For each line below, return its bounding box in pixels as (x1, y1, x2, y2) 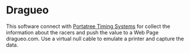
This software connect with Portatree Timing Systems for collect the (6, 23, 171, 30)
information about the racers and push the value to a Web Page (6, 29, 159, 36)
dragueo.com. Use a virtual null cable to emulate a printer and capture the (6, 35, 184, 42)
